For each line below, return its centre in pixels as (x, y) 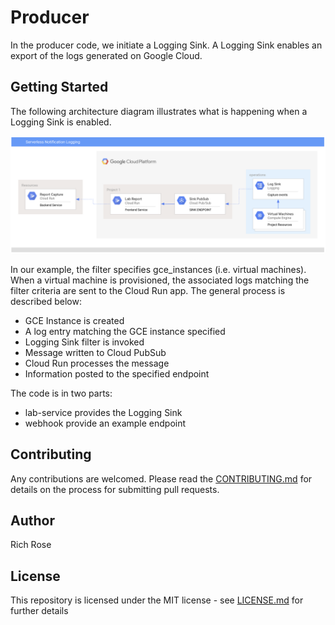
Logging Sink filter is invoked (84, 342)
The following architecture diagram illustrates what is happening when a (159, 111)
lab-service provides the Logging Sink (103, 412)
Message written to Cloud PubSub (95, 352)
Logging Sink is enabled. (61, 122)
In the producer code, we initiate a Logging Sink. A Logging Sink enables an (166, 45)
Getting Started (59, 87)
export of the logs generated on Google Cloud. (106, 55)
